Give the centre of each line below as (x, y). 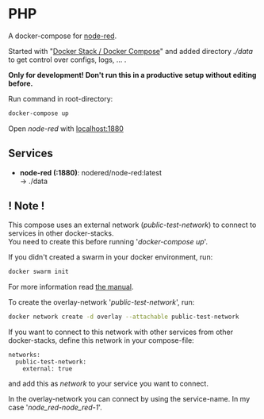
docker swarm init (38, 272)
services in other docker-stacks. (61, 233)
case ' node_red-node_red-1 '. (55, 407)
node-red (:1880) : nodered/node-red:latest (91, 172)
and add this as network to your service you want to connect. (108, 384)
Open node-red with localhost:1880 (66, 129)
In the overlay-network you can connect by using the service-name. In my (129, 399)
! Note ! (27, 206)
